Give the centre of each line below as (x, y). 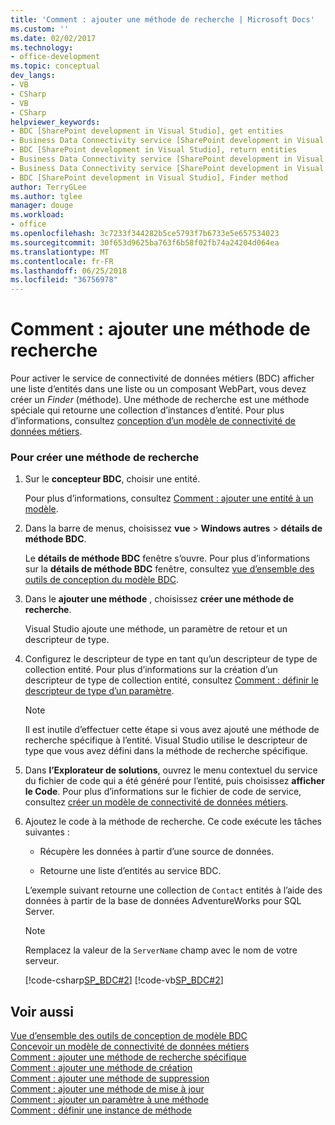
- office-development (55, 57)
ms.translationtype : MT (60, 252)
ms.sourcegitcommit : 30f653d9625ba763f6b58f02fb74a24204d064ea (145, 242)
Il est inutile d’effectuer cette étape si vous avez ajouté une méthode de (172, 730)
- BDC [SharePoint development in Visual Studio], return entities (154, 150)
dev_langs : (33, 76)
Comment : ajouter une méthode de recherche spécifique (128, 1057)
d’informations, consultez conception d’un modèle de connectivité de (153, 421)
